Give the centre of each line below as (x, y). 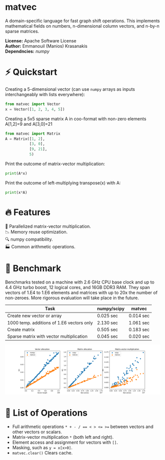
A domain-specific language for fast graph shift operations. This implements (82, 21)
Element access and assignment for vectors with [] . (65, 442)
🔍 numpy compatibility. (29, 239)
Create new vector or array (34, 316)
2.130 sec (107, 322)
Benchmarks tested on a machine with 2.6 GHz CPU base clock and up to (80, 282)
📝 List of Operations (46, 413)
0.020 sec (139, 336)
